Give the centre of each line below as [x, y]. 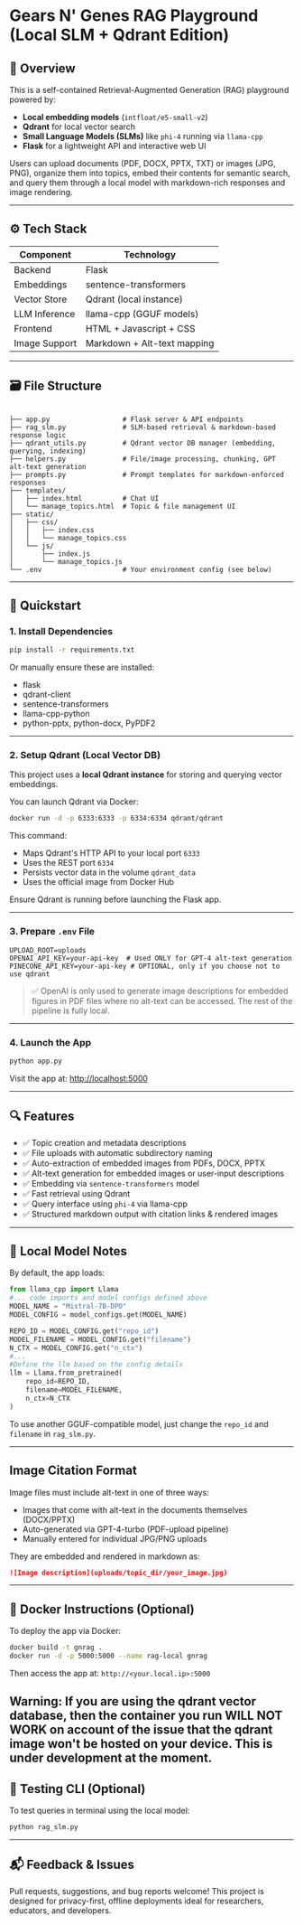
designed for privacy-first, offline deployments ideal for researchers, [137, 1901]
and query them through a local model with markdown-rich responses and [147, 183]
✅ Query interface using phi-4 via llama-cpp [105, 1204]
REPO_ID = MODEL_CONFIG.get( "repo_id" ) [84, 1331]
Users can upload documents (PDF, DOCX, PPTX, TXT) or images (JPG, [143, 163]
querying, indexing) [48, 451]
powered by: [32, 99]
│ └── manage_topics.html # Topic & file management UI [123, 506]
